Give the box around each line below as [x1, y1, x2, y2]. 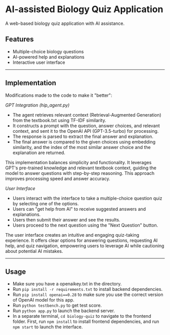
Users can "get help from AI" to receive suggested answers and [12, 206, 146, 212]
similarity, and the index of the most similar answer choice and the [12, 144, 151, 150]
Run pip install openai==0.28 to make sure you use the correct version [12, 291, 163, 297]
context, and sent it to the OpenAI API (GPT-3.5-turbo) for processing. [12, 128, 159, 134]
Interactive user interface [12, 59, 66, 65]
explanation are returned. [12, 150, 66, 156]
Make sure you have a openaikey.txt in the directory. [12, 281, 122, 287]
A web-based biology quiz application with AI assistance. [5, 20, 125, 26]
